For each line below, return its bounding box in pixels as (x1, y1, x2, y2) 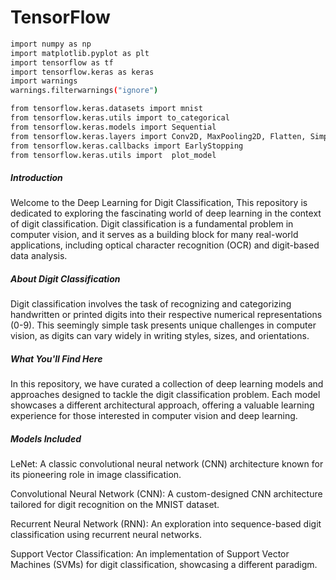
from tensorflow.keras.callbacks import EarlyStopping (10, 141, 244, 151)
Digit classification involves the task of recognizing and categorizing (10, 298, 292, 310)
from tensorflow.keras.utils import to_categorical (10, 113, 230, 123)
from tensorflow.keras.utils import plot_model (10, 150, 217, 160)
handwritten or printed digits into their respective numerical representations (10, 309, 323, 321)
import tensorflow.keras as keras (10, 67, 155, 77)
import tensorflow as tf (10, 57, 114, 68)
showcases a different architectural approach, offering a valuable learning (10, 399, 315, 411)
